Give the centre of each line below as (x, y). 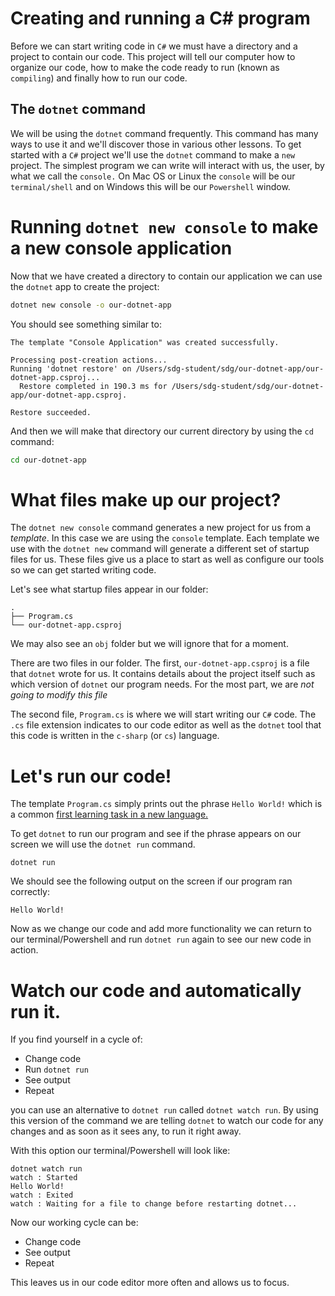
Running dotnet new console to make (164, 226)
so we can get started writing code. (83, 570)
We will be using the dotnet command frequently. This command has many (164, 133)
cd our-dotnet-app (48, 460)
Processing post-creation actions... (89, 360)
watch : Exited (42, 1195)
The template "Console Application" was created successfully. (145, 342)
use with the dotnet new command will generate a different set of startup (160, 549)
